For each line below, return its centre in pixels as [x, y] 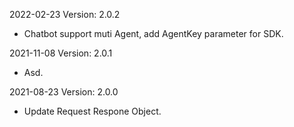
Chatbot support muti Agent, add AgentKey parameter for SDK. [153, 33]
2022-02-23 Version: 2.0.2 [65, 14]
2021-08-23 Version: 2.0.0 [64, 92]
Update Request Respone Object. [92, 111]
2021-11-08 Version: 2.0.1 [61, 53]
